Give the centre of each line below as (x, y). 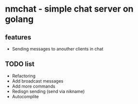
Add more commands (34, 86)
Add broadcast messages (38, 81)
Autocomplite (25, 96)
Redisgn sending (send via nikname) (48, 91)
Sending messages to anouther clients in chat (58, 49)
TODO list (20, 64)
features (18, 37)
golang (19, 19)
